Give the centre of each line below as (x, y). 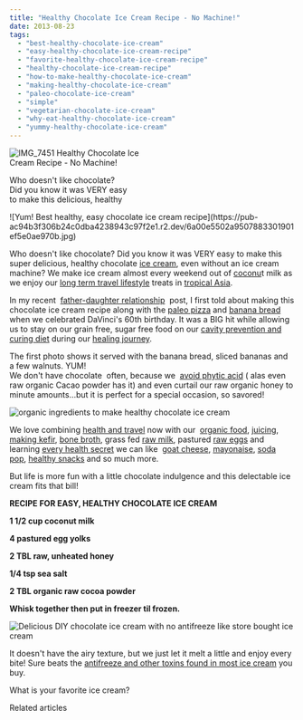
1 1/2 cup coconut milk (52, 521)
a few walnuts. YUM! (48, 366)
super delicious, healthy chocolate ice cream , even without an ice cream (144, 263)
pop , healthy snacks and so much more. (84, 459)
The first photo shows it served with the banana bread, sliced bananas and (149, 356)
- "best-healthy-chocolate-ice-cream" (91, 43)
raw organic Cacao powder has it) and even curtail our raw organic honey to (151, 385)
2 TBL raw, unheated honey (62, 556)
